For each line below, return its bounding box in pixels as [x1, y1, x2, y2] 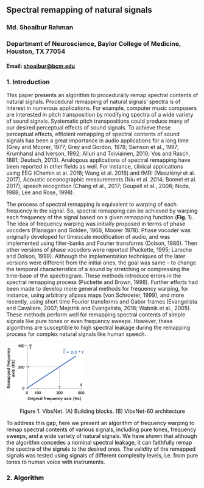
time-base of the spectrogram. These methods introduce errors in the [6, 272, 181, 280]
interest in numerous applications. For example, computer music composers [6, 104, 197, 112]
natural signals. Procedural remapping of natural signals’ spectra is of [6, 98, 181, 106]
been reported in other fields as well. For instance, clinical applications [6, 163, 184, 170]
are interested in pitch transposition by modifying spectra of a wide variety [6, 111, 194, 118]
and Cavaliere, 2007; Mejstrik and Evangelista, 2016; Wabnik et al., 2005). [6, 305, 192, 312]
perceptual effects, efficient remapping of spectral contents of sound [6, 131, 180, 138]
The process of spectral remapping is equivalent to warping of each [6, 201, 177, 208]
